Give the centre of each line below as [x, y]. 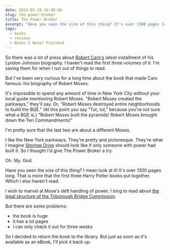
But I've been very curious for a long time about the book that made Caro [81, 78]
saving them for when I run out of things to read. [56, 68]
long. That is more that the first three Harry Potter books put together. [78, 175]
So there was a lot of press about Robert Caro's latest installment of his [79, 57]
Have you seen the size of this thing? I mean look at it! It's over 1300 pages [83, 170]
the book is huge [30, 216]
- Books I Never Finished [37, 43]
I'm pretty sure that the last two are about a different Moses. [68, 130]
